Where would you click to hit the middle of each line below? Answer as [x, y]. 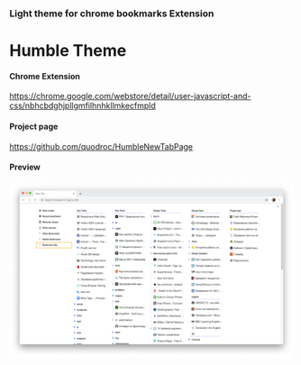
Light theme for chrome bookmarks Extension [112, 14]
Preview [25, 167]
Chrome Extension [45, 76]
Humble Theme [68, 51]
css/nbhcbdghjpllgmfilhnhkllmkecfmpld [82, 105]
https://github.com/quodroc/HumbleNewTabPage [101, 146]
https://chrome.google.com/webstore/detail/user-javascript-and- [130, 96]
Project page [34, 126]
